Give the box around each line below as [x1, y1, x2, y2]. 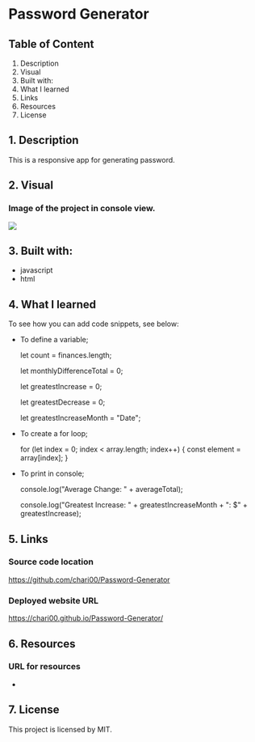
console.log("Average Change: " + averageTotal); [19, 485, 183, 494]
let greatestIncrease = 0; [19, 382, 102, 392]
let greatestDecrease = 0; [19, 397, 106, 407]
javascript [19, 265, 53, 275]
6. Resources [8, 637, 76, 651]
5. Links [8, 532, 48, 546]
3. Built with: [8, 244, 73, 257]
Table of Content [8, 37, 94, 51]
